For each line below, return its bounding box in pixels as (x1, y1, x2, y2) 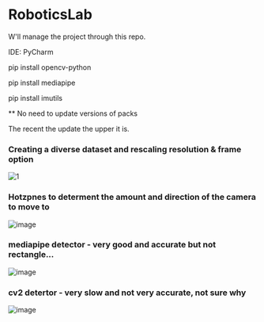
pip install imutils (8, 93, 63, 102)
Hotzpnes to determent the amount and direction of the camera (8, 192, 257, 203)
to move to (8, 201, 50, 213)
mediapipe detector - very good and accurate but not (8, 240, 217, 251)
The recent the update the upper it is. (8, 124, 130, 133)
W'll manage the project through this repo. (8, 32, 146, 41)
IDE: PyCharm (8, 47, 54, 56)
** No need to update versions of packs (8, 109, 138, 118)
